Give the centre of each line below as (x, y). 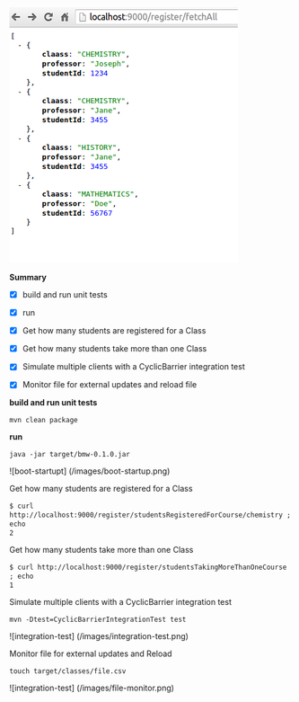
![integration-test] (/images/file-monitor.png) (92, 688)
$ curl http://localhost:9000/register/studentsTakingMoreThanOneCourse (148, 568)
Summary (28, 277)
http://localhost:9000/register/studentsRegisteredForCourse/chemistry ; (150, 515)
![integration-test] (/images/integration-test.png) (99, 636)
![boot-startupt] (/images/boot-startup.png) (90, 471)
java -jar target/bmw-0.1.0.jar (70, 455)
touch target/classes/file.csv (68, 671)
